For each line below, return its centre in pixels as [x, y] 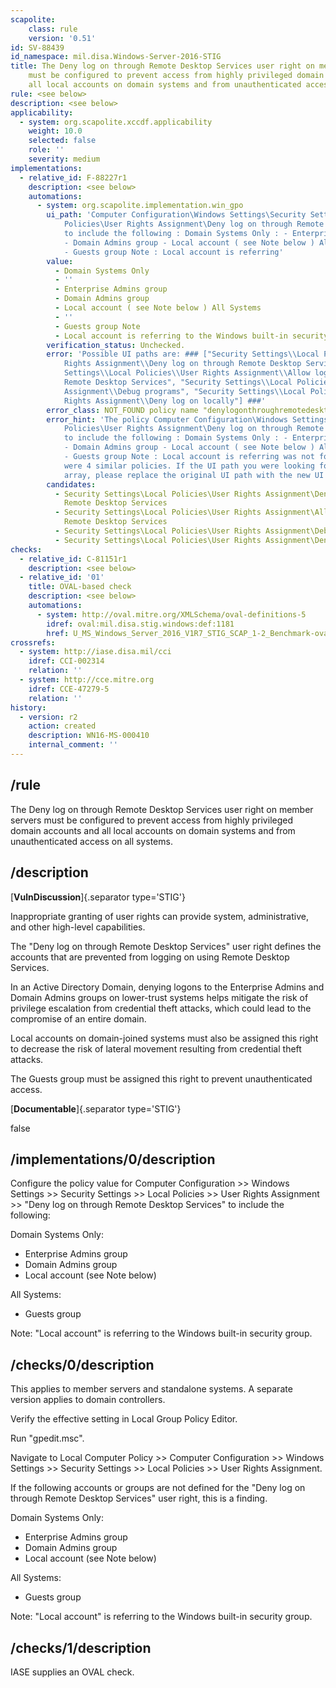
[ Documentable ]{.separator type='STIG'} [96, 1108]
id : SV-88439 [37, 47]
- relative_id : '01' [62, 577]
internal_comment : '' [73, 745]
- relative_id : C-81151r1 [73, 559]
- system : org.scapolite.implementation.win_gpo [140, 206]
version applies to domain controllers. [88, 1400]
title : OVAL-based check [80, 587]
